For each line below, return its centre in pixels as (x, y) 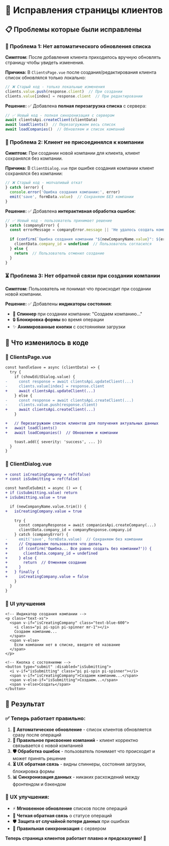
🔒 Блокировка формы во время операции (58, 319)
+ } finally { (22, 572)
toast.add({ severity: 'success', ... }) (58, 442)
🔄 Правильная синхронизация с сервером (59, 828)
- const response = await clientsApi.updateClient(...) (70, 382)
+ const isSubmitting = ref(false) (43, 479)
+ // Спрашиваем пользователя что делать (54, 544)
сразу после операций (37, 735)
